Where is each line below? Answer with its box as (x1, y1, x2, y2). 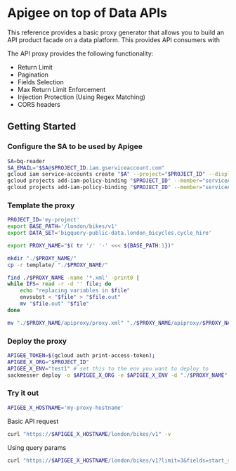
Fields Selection (17, 77, 65, 86)
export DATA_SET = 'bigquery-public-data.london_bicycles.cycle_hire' (7, 230, 212, 237)
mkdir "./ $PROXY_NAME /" (7, 254, 77, 262)
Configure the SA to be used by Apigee (7, 142, 143, 152)
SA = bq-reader (7, 157, 46, 164)
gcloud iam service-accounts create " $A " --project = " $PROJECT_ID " (7, 171, 206, 178)
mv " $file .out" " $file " (20, 300, 90, 307)
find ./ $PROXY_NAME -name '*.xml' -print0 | (7, 274, 140, 281)
